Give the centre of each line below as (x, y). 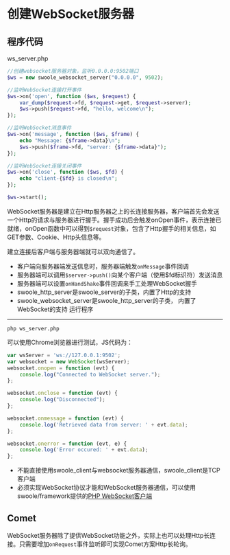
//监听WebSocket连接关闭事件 (44, 166)
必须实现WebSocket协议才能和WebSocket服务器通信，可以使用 (106, 488)
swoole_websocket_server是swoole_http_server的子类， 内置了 (106, 300)
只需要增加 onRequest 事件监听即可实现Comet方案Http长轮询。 (105, 544)
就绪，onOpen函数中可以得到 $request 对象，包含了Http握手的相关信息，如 (112, 228)
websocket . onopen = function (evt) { (61, 368)
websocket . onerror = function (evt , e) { (67, 444)
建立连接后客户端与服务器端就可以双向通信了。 (73, 251)
